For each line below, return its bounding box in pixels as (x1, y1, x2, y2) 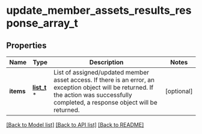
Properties (6, 40, 47, 50)
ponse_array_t (6, 16, 78, 30)
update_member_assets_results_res (6, 4, 192, 17)
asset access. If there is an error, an (54, 76, 155, 84)
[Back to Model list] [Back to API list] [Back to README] (6, 121, 144, 128)
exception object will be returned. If (54, 84, 154, 91)
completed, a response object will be (54, 99, 158, 106)
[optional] (165, 87, 193, 95)
